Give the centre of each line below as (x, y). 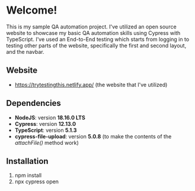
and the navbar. (25, 51)
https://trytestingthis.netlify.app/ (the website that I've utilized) (91, 85)
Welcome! (32, 10)
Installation (27, 161)
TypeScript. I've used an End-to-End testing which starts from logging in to (98, 39)
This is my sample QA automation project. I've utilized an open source (91, 27)
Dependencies (33, 103)
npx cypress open (37, 182)
